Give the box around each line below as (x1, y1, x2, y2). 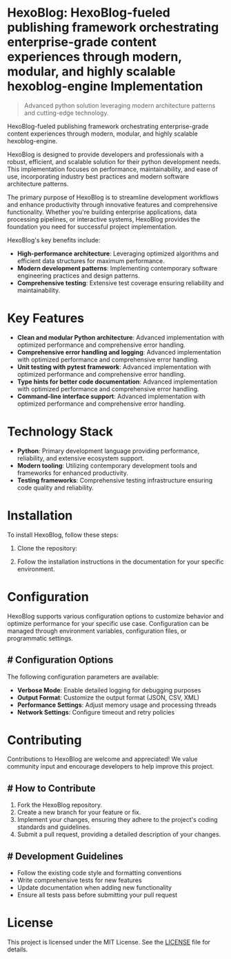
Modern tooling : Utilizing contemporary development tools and (17, 461, 198, 469)
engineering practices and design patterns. (17, 271, 140, 280)
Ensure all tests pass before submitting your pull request (17, 891, 178, 899)
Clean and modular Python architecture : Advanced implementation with (17, 333, 225, 341)
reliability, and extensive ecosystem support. (17, 454, 145, 462)
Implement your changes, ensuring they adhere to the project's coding (17, 816, 219, 824)
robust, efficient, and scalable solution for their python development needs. (7, 157, 221, 165)
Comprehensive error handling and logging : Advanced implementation (17, 348, 222, 356)
